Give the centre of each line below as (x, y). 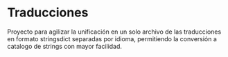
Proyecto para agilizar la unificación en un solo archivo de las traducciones (114, 32)
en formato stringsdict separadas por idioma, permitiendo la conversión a (112, 38)
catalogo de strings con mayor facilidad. (65, 46)
